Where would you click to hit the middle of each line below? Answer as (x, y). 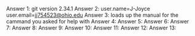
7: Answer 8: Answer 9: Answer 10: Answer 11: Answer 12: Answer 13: (91, 28)
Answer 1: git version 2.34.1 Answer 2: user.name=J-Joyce (78, 9)
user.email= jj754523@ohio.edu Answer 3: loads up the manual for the (92, 15)
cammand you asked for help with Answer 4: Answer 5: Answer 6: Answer (98, 21)
